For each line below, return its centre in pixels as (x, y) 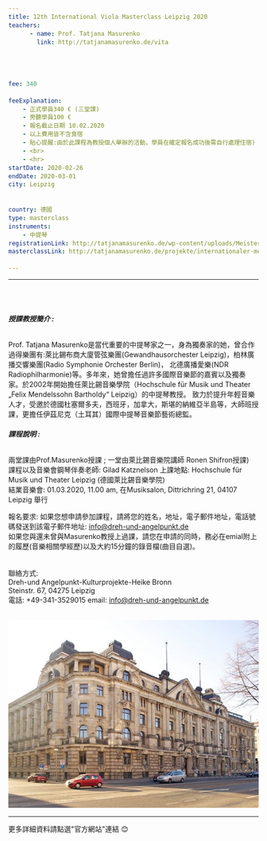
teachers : (25, 25)
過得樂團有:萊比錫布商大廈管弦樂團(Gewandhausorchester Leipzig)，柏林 (128, 355)
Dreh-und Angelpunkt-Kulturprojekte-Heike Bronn (90, 582)
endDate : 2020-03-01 (43, 176)
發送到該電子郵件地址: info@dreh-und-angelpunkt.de (102, 527)
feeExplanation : (35, 101)
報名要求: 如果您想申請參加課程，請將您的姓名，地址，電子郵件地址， (122, 517)
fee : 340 (23, 83)
